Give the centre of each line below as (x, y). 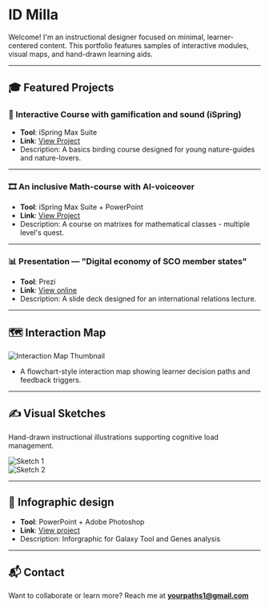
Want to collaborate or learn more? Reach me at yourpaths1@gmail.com (128, 596)
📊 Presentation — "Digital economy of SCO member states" (128, 261)
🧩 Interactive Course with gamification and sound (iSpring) (125, 115)
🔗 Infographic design (61, 503)
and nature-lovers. (50, 157)
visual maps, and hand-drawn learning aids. (81, 54)
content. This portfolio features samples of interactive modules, (145, 45)
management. (31, 445)
